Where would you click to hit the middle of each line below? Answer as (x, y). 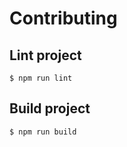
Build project (50, 108)
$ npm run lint (41, 78)
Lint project (45, 55)
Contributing (63, 18)
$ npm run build (43, 132)
